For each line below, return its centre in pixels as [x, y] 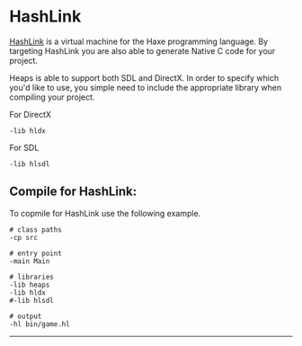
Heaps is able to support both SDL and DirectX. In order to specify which [144, 77]
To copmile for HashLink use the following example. [105, 213]
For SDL [24, 147]
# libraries [31, 277]
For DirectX [31, 114]
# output [26, 316]
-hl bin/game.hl [40, 324]
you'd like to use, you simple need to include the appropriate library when [145, 87]
